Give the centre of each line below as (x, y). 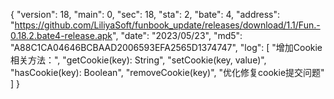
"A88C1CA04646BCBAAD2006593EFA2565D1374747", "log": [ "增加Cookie (166, 47)
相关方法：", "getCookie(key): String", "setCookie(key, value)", (138, 60)
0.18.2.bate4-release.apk (61, 35)
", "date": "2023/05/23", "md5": (177, 35)
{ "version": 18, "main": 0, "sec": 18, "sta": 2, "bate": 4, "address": (145, 14)
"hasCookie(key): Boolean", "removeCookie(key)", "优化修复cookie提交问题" (167, 72)
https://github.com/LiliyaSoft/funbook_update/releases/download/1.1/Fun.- (167, 25)
